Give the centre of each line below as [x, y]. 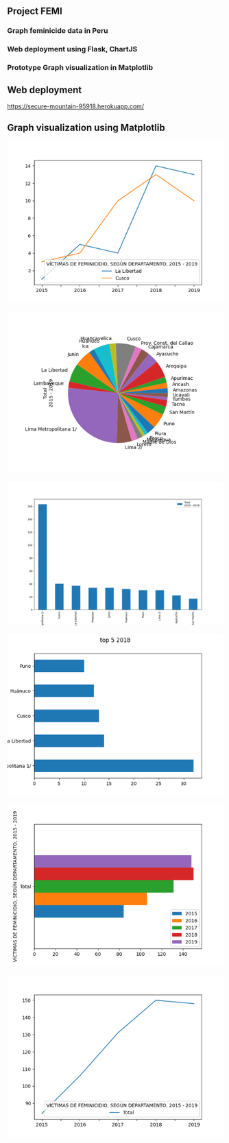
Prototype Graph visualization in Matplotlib [80, 68]
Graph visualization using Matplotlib [86, 128]
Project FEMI [35, 11]
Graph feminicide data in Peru [58, 31]
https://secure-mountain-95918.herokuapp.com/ [76, 106]
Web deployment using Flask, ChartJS [72, 49]
